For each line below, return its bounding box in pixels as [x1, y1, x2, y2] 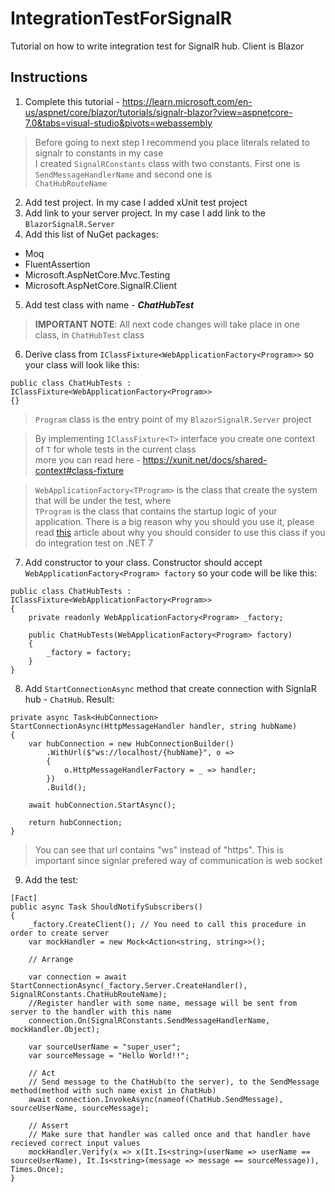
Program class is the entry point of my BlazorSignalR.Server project [34, 413, 312, 425]
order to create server [10, 928, 110, 938]
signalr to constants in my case [34, 147, 164, 159]
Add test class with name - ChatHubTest [24, 298, 195, 311]
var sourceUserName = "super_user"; [28, 1042, 182, 1052]
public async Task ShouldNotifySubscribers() [10, 902, 203, 912]
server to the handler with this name [10, 1007, 172, 1017]
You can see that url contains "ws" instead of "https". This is [34, 843, 284, 856]
